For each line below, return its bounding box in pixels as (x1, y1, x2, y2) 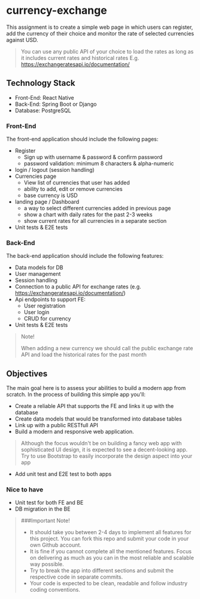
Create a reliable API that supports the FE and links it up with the (14, 403, 174, 410)
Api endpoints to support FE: (14, 296, 86, 303)
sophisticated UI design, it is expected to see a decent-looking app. (20, 446, 187, 454)
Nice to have (6, 485, 44, 494)
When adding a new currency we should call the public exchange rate (20, 345, 193, 352)
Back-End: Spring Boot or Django (14, 100, 97, 108)
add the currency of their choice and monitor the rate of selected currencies (6, 29, 195, 37)
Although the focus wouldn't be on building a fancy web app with (20, 440, 182, 447)
